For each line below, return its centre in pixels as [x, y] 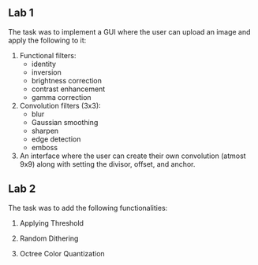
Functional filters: [48, 55]
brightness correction [67, 80]
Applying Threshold [52, 223]
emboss [44, 147]
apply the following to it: [47, 40]
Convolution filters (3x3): [60, 105]
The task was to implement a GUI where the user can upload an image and [129, 31]
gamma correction [62, 97]
